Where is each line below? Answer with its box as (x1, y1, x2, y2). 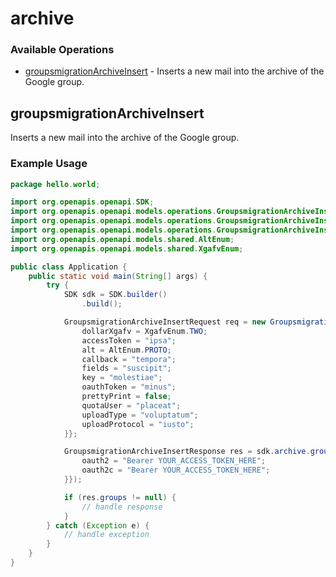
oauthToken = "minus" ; (81, 382, 177, 392)
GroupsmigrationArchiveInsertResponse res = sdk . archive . (63, 447, 311, 457)
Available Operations (10, 43, 115, 57)
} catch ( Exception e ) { (46, 520, 150, 531)
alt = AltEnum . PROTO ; (81, 345, 172, 355)
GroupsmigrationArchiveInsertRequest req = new (63, 317, 267, 327)
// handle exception (63, 530, 150, 540)
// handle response (81, 502, 163, 512)
